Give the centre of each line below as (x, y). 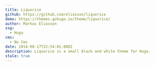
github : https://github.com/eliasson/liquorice (56, 14)
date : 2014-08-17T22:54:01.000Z (39, 47)
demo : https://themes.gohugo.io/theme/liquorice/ (58, 19)
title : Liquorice (23, 10)
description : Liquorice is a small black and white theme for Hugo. (78, 51)
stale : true (17, 56)
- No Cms (19, 42)
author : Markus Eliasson (31, 24)
